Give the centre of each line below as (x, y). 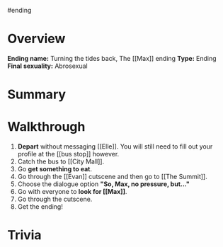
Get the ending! (40, 207)
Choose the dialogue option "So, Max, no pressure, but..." (103, 184)
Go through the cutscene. (55, 199)
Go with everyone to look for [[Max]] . (72, 192)
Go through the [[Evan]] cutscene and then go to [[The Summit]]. (112, 177)
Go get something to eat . (55, 169)
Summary (36, 94)
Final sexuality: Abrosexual (47, 66)
